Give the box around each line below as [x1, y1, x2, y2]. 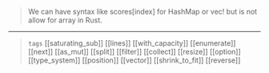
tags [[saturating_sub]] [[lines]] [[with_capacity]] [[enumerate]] [27, 39, 236, 47]
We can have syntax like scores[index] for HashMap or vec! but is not [27, 7, 258, 16]
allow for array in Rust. [27, 15, 102, 25]
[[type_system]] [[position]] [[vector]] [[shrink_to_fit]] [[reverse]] [27, 55, 241, 65]
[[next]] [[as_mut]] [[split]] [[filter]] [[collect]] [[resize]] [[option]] [27, 47, 242, 56]
